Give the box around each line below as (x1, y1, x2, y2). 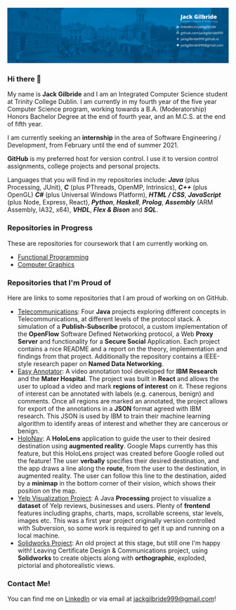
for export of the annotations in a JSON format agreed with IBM (17, 404, 202, 413)
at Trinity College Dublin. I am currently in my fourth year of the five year (7, 98, 217, 106)
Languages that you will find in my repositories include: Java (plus (7, 176, 200, 184)
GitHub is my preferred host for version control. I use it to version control (7, 155, 218, 163)
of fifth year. (7, 120, 43, 129)
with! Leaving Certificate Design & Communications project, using (17, 546, 209, 554)
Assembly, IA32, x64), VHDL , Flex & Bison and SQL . (7, 205, 159, 214)
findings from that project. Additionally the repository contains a (17, 352, 203, 361)
